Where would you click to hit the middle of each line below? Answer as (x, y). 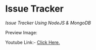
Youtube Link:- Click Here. (33, 42)
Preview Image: (21, 32)
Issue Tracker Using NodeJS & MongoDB (48, 23)
